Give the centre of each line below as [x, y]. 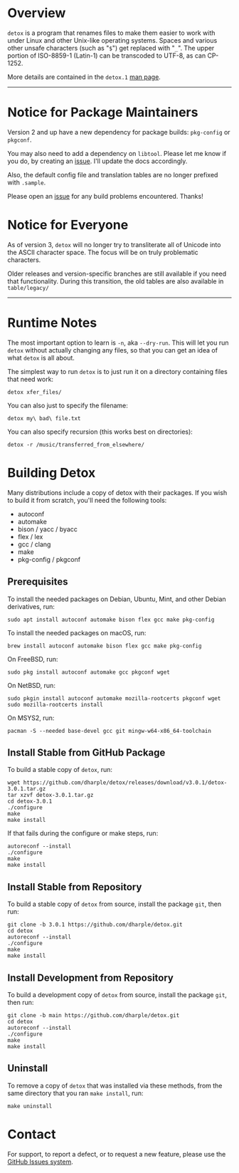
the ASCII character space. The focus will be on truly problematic [103, 252]
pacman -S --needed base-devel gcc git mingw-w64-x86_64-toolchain [110, 731]
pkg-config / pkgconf [49, 559]
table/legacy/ [28, 288]
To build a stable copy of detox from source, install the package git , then [115, 904]
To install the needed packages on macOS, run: [77, 632]
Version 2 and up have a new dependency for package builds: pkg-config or [119, 132]
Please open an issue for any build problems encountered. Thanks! [106, 196]
